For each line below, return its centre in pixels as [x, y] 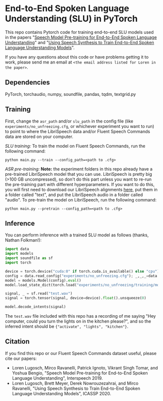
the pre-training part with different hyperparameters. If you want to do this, [80, 184]
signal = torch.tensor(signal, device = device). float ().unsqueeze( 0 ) [76, 298]
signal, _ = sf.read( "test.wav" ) [39, 293]
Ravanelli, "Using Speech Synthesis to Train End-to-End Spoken [76, 388]
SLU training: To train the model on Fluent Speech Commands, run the [75, 146]
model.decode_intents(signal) [36, 307]
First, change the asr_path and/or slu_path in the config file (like [69, 121]
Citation [17, 342]
